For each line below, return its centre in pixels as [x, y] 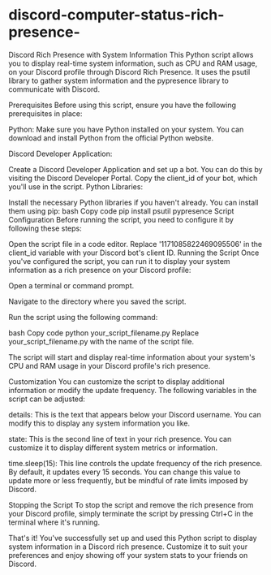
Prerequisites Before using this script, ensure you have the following [123, 105]
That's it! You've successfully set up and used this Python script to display [133, 538]
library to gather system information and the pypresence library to [118, 80]
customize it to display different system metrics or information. [113, 447]
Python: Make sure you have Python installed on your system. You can [126, 129]
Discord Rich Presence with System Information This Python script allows [131, 54]
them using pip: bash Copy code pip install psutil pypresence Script [121, 211]
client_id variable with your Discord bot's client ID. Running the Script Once [134, 253]
